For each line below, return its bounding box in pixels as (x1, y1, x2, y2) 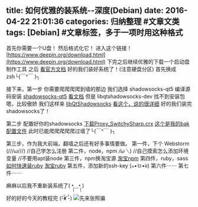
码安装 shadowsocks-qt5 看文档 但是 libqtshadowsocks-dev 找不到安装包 (6, 93, 185, 100)
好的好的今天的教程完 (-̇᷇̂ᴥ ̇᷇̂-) (6, 194, 73, 202)
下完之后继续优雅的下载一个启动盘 (106, 58, 190, 65)
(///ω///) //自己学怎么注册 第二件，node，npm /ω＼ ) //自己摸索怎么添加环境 (6, 147, 189, 155)
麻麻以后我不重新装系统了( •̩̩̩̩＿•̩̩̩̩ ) (6, 182, 85, 189)
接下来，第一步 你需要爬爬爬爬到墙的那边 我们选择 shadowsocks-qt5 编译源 (6, 85, 191, 93)
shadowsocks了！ (6, 107, 50, 114)
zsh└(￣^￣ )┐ (6, 73, 40, 80)
